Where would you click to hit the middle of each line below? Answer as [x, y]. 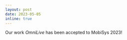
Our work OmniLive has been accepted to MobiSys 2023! [64, 33]
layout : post [19, 10]
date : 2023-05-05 [23, 14]
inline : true [19, 19]
